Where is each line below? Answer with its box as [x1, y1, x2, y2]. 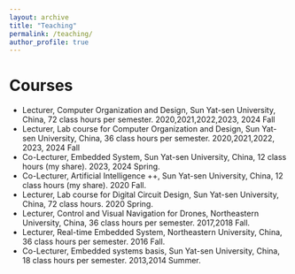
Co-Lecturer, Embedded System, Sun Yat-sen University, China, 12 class [21, 152, 287, 163]
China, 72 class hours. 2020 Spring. [21, 199, 153, 209]
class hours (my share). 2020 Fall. [21, 180, 147, 191]
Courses [9, 76, 74, 95]
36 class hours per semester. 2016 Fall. [21, 236, 166, 247]
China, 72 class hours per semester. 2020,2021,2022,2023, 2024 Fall [21, 114, 276, 125]
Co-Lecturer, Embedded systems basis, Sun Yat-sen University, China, [21, 246, 281, 256]
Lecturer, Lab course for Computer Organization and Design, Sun [21, 124, 260, 134]
